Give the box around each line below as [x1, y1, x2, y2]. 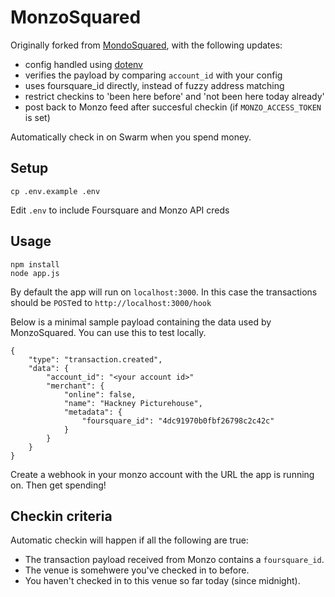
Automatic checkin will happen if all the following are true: [10, 534, 249, 546]
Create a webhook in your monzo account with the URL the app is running [10, 468, 315, 480]
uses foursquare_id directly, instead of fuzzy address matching [24, 79, 285, 91]
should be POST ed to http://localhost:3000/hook [10, 296, 212, 308]
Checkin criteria [10, 507, 113, 525]
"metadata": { [63, 407, 123, 417]
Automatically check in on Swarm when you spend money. [10, 131, 252, 143]
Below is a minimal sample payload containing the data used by [10, 316, 272, 328]
